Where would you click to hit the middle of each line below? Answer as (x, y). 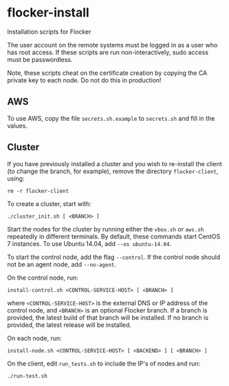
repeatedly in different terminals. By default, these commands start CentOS (114, 236)
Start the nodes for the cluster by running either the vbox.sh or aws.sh (106, 229)
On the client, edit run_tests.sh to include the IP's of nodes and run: (104, 363)
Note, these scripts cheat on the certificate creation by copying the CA (107, 73)
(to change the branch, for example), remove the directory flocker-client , (113, 171)
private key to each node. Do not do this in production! (84, 80)
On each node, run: (34, 338)
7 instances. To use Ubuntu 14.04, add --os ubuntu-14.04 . (89, 243)
